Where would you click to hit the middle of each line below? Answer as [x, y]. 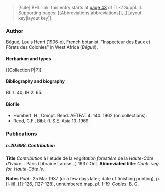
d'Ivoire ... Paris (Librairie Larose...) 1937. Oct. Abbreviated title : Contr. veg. [83, 163]
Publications [21, 134]
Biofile [13, 104]
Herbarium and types [29, 59]
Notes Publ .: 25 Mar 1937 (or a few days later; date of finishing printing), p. [83, 178]
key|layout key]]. [35, 18]
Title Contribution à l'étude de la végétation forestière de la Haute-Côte [79, 158]
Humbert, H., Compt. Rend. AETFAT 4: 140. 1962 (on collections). [80, 115]
